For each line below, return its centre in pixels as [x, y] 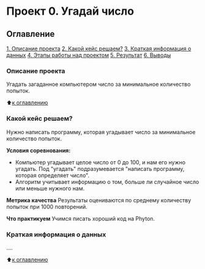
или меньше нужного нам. [50, 188]
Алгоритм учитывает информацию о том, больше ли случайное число [107, 181]
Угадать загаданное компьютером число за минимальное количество [99, 85]
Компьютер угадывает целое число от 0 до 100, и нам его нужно [100, 162]
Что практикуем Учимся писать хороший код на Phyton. [80, 218]
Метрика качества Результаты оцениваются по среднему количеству [99, 200]
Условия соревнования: [39, 150]
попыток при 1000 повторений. [47, 206]
